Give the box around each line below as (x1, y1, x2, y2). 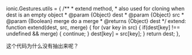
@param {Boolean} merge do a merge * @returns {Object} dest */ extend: (6, 18, 186, 24)
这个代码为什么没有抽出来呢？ (6, 43, 79, 49)
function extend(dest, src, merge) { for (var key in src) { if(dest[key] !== (6, 24, 180, 31)
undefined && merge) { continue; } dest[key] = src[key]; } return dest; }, (6, 30, 180, 37)
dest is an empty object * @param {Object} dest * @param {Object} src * (6, 11, 184, 18)
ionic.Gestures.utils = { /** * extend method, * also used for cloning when (6, 5, 185, 12)
